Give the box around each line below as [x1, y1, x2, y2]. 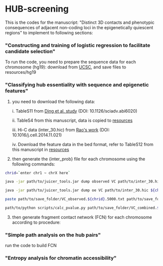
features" [5, 87, 28, 94]
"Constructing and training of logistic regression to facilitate [5, 42, 150, 49]
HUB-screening [5, 3, 69, 15]
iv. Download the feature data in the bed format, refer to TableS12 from [12, 141, 154, 147]
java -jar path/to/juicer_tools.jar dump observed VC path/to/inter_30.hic [5, 179, 162, 184]
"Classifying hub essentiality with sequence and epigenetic [5, 82, 149, 88]
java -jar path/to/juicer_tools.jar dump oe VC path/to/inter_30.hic [5, 188, 149, 193]
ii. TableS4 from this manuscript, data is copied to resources [12, 117, 133, 123]
